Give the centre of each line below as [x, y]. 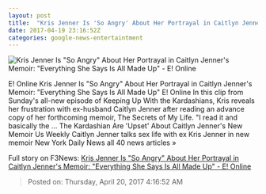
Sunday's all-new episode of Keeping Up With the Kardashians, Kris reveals [131, 101]
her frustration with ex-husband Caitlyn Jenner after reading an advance [127, 109]
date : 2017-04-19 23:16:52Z [55, 30]
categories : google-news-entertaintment [76, 38]
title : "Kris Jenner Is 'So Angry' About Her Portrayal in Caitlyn [123, 23]
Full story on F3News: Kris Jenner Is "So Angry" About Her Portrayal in [124, 158]
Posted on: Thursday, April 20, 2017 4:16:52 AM [105, 182]
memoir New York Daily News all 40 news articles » [92, 143]
